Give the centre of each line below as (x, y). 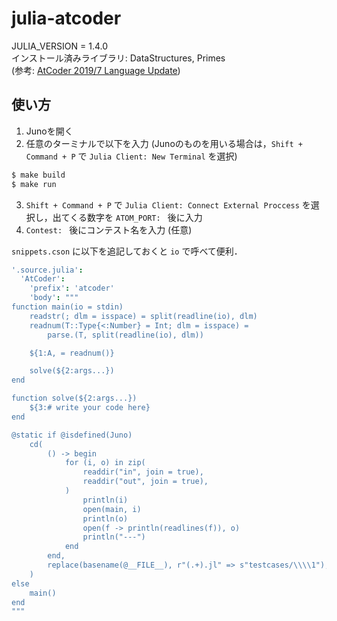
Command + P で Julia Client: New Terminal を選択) (131, 156)
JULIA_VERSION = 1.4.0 (60, 46)
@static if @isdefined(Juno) (72, 435)
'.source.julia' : (47, 270)
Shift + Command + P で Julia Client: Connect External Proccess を (168, 204)
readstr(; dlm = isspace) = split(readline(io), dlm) (143, 316)
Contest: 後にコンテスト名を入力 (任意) (109, 229)
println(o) (105, 518)
